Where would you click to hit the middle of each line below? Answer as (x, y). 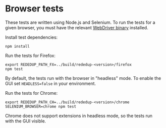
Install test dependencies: (31, 37)
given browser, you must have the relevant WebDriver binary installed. (77, 27)
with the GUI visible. (26, 121)
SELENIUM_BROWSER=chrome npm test (41, 106)
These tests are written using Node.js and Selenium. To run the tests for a (80, 22)
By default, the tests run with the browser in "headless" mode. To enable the (83, 78)
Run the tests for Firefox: (30, 56)
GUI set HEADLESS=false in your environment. (51, 83)
